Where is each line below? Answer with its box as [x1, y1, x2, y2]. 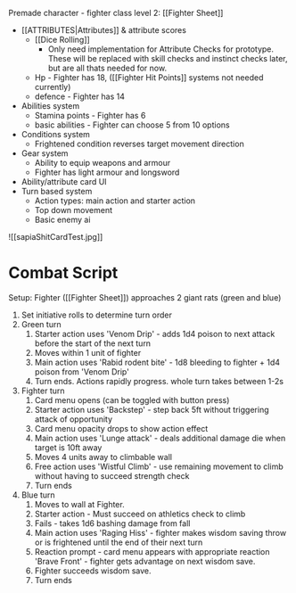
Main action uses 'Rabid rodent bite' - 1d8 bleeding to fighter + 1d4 [34, 357, 281, 367]
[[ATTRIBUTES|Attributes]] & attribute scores [21, 25, 186, 35]
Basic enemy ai [34, 214, 91, 225]
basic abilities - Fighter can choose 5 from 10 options [34, 119, 230, 130]
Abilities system [21, 101, 80, 111]
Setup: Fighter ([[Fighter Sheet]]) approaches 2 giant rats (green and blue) [8, 292, 282, 302]
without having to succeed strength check [34, 470, 190, 481]
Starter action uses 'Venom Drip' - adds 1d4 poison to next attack [34, 328, 275, 339]
